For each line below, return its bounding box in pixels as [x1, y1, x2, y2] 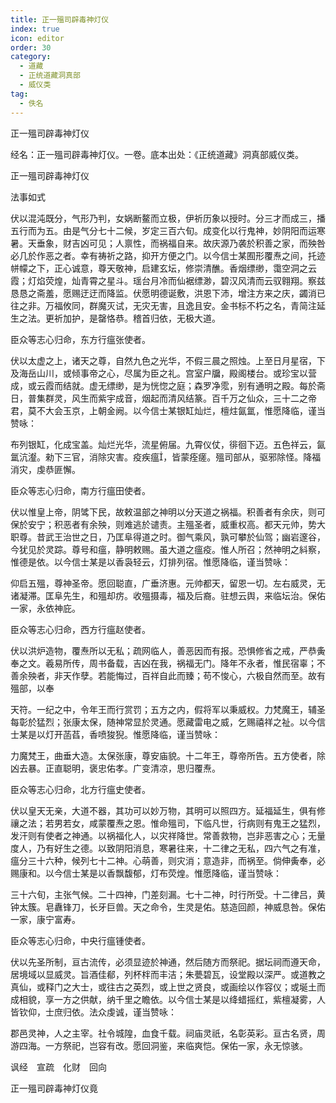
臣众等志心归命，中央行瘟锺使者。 [10, 934, 151, 946]
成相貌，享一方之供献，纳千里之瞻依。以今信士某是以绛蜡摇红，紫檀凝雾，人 [10, 993, 326, 1005]
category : [10, 52, 52, 62]
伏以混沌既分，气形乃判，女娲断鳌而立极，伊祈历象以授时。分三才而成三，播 [10, 212, 326, 224]
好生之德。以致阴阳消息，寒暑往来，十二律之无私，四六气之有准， [53, 842, 326, 854]
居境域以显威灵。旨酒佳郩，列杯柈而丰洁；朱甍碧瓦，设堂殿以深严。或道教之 [10, 968, 326, 980]
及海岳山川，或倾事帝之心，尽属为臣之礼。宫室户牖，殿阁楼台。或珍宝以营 [10, 367, 317, 379]
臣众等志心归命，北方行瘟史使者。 [10, 783, 151, 795]
